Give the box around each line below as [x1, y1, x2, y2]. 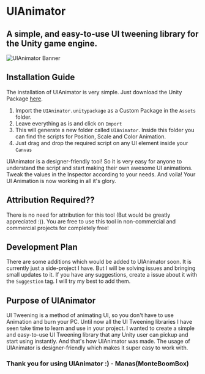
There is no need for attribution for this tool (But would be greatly [6, 211, 171, 219]
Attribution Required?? [6, 195, 95, 206]
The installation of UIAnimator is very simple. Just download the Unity [6, 88, 182, 95]
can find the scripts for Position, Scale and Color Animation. [15, 133, 166, 140]
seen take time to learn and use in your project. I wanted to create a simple [6, 324, 195, 332]
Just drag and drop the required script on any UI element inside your [15, 139, 188, 146]
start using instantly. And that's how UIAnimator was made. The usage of [6, 338, 191, 345]
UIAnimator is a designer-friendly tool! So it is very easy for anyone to [6, 157, 182, 165]
